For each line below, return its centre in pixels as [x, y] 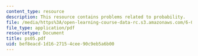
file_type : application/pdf [41, 28]
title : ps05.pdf [26, 38]
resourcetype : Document [35, 33]
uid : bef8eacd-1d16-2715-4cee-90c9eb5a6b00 [60, 44]
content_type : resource [35, 11]
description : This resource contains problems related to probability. [96, 17]
